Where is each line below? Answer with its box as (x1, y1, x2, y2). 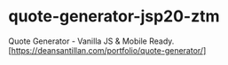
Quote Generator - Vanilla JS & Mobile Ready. (8, 36, 175, 46)
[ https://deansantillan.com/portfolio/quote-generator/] (8, 45, 207, 55)
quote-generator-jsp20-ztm (8, 6, 220, 27)
